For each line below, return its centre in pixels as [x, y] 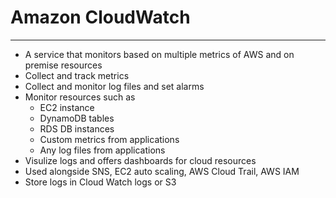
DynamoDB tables [77, 118]
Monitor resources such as [80, 97]
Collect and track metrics [77, 75]
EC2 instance [67, 107]
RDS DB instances [77, 128]
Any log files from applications [102, 150]
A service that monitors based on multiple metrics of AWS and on [159, 54]
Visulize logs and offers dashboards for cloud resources [140, 160]
